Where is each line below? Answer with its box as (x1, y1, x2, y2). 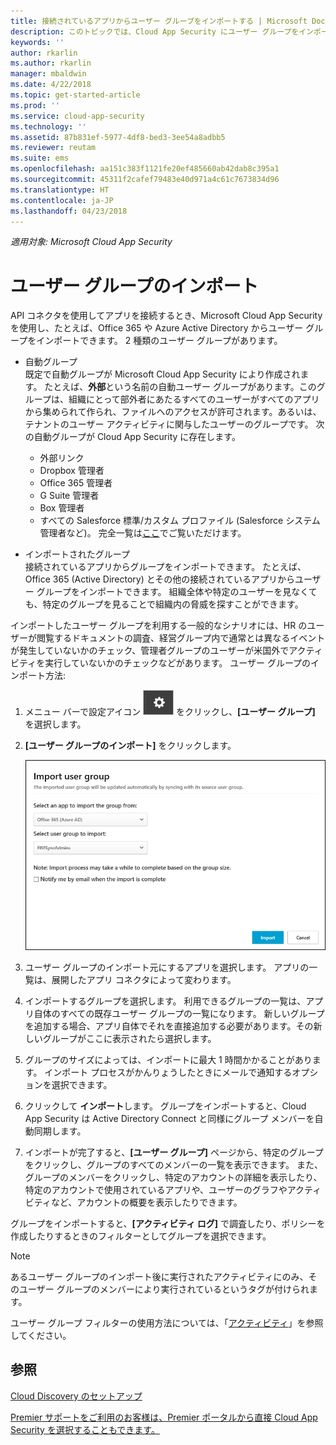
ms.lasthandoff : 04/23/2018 (10, 206, 128, 216)
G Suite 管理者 (39, 490, 100, 502)
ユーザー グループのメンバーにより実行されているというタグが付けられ (18, 1283, 310, 1295)
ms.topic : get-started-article (10, 90, 141, 100)
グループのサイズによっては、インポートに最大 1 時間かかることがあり (24, 1054, 313, 1065)
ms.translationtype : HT (10, 185, 110, 195)
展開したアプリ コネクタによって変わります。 (51, 974, 237, 985)
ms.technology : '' (10, 121, 87, 132)
